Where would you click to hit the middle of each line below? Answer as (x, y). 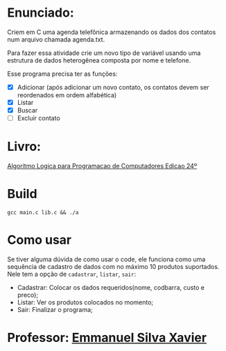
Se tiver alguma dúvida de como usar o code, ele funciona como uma (106, 259)
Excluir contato (38, 118)
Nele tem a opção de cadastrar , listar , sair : (72, 274)
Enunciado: (41, 13)
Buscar (27, 111)
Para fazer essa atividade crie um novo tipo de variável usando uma (104, 53)
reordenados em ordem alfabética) (67, 95)
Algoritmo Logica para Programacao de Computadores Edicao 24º (102, 166)
